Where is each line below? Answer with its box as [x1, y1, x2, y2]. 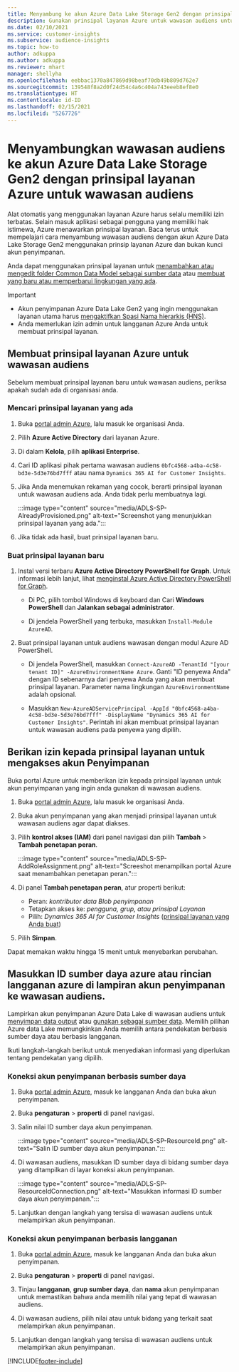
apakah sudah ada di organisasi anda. [7, 385, 119, 394]
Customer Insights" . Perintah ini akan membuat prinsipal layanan [28, 718, 219, 726]
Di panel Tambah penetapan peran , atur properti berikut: [17, 883, 186, 892]
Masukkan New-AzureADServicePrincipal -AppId [28, 704, 169, 713]
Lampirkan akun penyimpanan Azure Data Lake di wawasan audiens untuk [7, 1009, 225, 1017]
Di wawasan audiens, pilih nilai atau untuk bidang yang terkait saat [17, 1314, 213, 1323]
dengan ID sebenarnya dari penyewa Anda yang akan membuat [28, 675, 215, 684]
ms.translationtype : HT [7, 90, 78, 97]
